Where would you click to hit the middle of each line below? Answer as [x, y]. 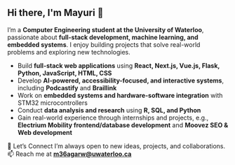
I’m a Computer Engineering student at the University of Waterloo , [106, 29]
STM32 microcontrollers [52, 103]
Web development [45, 132]
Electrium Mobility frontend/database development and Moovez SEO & [123, 125]
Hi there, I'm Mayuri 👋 [55, 13]
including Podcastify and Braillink [67, 87]
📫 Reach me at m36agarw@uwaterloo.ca [69, 154]
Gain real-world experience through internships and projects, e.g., [113, 117]
